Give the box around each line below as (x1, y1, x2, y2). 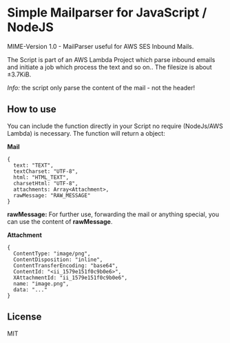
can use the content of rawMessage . (7, 217, 113, 225)
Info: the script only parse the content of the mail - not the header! (7, 83, 196, 92)
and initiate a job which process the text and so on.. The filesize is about (7, 63, 212, 71)
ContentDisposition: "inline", (13, 256, 103, 263)
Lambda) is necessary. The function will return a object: (7, 129, 165, 137)
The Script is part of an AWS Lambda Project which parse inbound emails (7, 55, 216, 63)
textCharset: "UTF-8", (13, 167, 79, 175)
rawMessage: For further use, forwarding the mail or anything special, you (7, 210, 219, 218)
